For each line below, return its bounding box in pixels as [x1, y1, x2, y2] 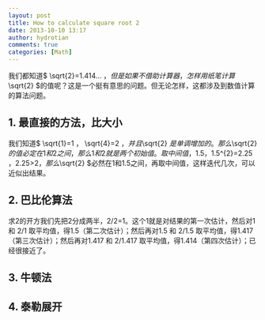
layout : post [8, 11, 51, 20]
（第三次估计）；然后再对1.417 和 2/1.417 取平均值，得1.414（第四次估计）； [8, 235, 249, 245]
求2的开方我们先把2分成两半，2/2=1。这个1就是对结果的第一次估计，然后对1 [8, 216, 256, 225]
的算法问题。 [8, 91, 50, 100]
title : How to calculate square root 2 [8, 19, 140, 27]
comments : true [8, 41, 59, 49]
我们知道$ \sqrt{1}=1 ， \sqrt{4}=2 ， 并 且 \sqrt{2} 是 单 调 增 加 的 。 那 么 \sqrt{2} [8, 138, 258, 148]
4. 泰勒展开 [8, 300, 62, 314]
